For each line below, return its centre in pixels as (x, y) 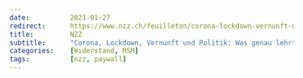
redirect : (28, 26)
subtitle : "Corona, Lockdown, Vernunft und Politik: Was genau (141, 43)
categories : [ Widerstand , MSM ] (74, 51)
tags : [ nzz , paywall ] (68, 59)
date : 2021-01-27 (60, 17)
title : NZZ (46, 34)
